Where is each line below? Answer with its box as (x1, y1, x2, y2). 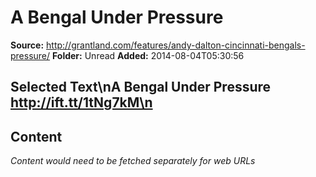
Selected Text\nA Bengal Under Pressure (10, 79, 272, 96)
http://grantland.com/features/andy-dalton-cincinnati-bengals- (46, 39, 306, 51)
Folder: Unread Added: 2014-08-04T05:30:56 (52, 49, 245, 61)
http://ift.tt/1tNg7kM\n (10, 94, 153, 111)
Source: (10, 39, 45, 51)
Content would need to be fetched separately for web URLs (10, 155, 256, 167)
